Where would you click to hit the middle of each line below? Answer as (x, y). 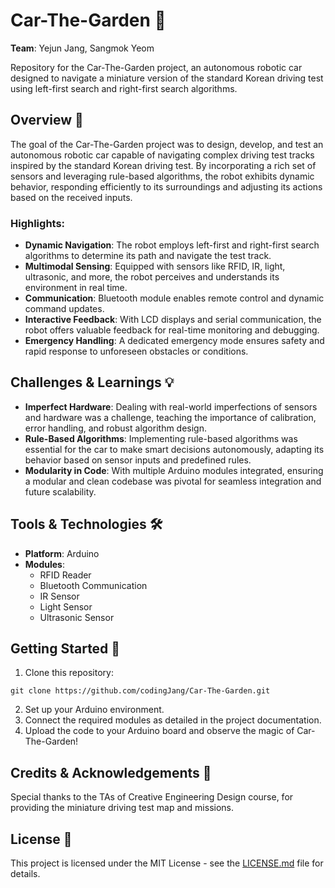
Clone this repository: (69, 673)
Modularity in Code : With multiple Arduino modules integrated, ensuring (174, 470)
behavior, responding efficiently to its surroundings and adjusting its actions (166, 186)
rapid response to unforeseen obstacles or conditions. (136, 351)
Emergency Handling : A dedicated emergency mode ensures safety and (174, 341)
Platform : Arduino (62, 553)
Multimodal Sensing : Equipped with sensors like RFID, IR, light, (155, 266)
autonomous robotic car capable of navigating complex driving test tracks (162, 155)
